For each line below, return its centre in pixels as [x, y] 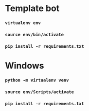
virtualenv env [23, 23]
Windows [25, 66]
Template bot [32, 8]
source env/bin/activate [35, 35]
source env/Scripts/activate [40, 92]
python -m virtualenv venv [37, 80]
